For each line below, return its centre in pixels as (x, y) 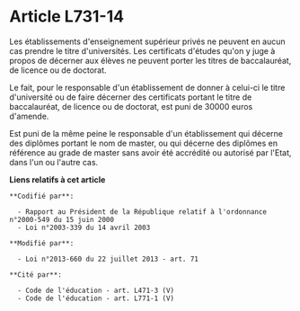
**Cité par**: (36, 275)
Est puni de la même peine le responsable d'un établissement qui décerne (146, 133)
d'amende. (29, 116)
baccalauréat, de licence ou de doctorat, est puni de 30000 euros (131, 106)
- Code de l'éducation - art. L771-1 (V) (96, 298)
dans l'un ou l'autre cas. (54, 162)
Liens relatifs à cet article (57, 179)
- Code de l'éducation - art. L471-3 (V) (96, 290)
